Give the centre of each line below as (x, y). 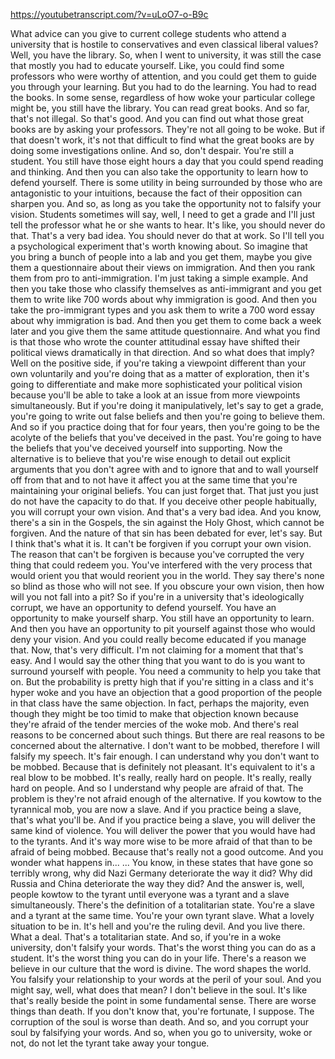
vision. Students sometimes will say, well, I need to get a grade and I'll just (163, 214)
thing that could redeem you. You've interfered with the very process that (161, 565)
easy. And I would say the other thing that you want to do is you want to (158, 660)
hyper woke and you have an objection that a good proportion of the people (166, 692)
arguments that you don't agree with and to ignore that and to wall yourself (164, 469)
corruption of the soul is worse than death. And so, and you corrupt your (160, 1022)
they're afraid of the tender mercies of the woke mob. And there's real (154, 724)
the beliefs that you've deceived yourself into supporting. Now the (146, 448)
